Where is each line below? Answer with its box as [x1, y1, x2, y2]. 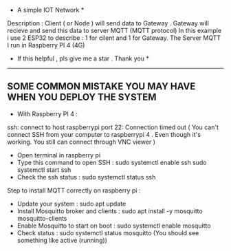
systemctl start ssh [16, 165, 71, 174]
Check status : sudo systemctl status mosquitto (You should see [16, 228, 199, 237]
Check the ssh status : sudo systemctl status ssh [16, 173, 156, 181]
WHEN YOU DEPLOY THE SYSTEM [7, 91, 157, 103]
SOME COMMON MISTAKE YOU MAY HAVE [7, 80, 196, 92]
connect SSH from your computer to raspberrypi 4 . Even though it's [7, 130, 201, 138]
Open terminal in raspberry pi [16, 151, 101, 159]
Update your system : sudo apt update [16, 199, 126, 208]
